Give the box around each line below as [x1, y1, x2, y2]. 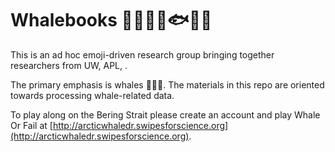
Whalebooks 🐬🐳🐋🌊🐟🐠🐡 [10, 9, 213, 32]
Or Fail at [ [10, 119, 53, 131]
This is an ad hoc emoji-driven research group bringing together [10, 48, 275, 61]
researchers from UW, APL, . [10, 59, 128, 71]
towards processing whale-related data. [10, 89, 175, 101]
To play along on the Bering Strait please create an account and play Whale [10, 108, 321, 121]
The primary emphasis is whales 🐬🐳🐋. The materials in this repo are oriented [10, 78, 325, 91]
